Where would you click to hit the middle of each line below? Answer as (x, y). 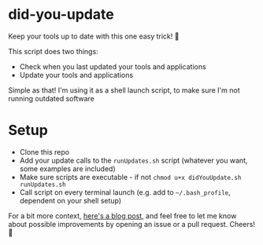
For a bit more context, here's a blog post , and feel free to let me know (122, 216)
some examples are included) (67, 168)
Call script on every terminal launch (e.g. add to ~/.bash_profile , (125, 192)
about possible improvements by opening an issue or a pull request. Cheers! (132, 224)
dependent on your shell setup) (70, 200)
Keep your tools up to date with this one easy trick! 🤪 (94, 36)
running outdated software (51, 98)
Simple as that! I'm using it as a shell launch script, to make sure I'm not (124, 90)
